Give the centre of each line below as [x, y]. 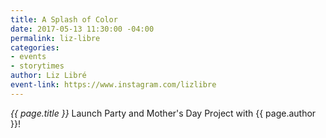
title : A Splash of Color [64, 19]
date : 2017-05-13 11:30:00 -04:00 [82, 29]
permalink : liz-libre [55, 38]
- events [28, 57]
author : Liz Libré [48, 76]
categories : [35, 47]
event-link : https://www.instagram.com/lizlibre [113, 85]
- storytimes [37, 66]
